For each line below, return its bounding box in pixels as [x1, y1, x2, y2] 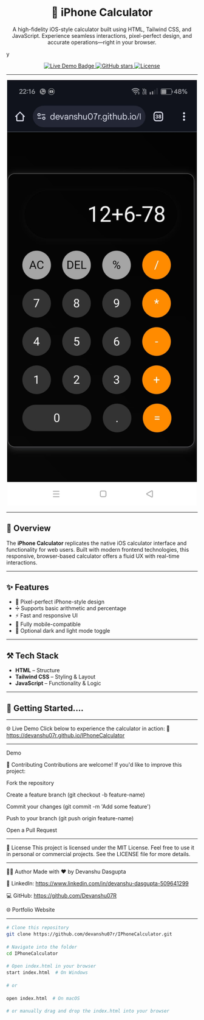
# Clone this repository [6, 925, 69, 931]
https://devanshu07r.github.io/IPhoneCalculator [6, 732, 125, 739]
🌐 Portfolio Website [6, 906, 55, 913]
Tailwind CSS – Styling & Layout [15, 673, 96, 681]
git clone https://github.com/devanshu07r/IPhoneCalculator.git [6, 931, 172, 937]
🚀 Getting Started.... [6, 703, 84, 713]
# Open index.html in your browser [6, 963, 97, 969]
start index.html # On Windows [6, 969, 88, 976]
